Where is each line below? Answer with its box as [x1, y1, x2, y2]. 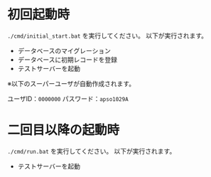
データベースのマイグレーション [17, 46, 112, 55]
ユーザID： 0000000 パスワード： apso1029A [7, 94, 129, 103]
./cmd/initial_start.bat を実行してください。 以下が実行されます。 [7, 31, 208, 40]
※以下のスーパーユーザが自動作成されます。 [7, 79, 136, 87]
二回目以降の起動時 [7, 122, 120, 139]
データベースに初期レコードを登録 [17, 55, 118, 64]
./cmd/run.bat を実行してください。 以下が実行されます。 [7, 146, 176, 155]
